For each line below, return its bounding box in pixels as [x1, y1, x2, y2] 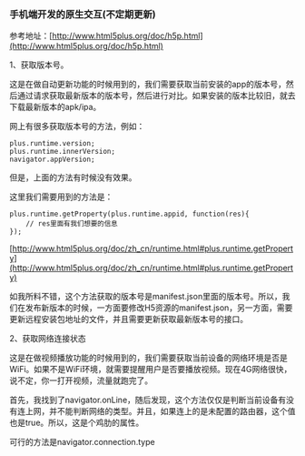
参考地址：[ [9, 30, 53, 42]
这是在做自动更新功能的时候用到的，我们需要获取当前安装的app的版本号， [9, 79, 287, 90]
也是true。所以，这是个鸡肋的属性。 [9, 417, 144, 429]
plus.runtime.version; [9, 139, 95, 148]
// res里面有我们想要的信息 [25, 219, 118, 228]
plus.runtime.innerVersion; [9, 147, 116, 157]
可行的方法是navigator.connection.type [9, 437, 156, 448]
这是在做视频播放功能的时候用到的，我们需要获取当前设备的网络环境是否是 [9, 352, 288, 363]
